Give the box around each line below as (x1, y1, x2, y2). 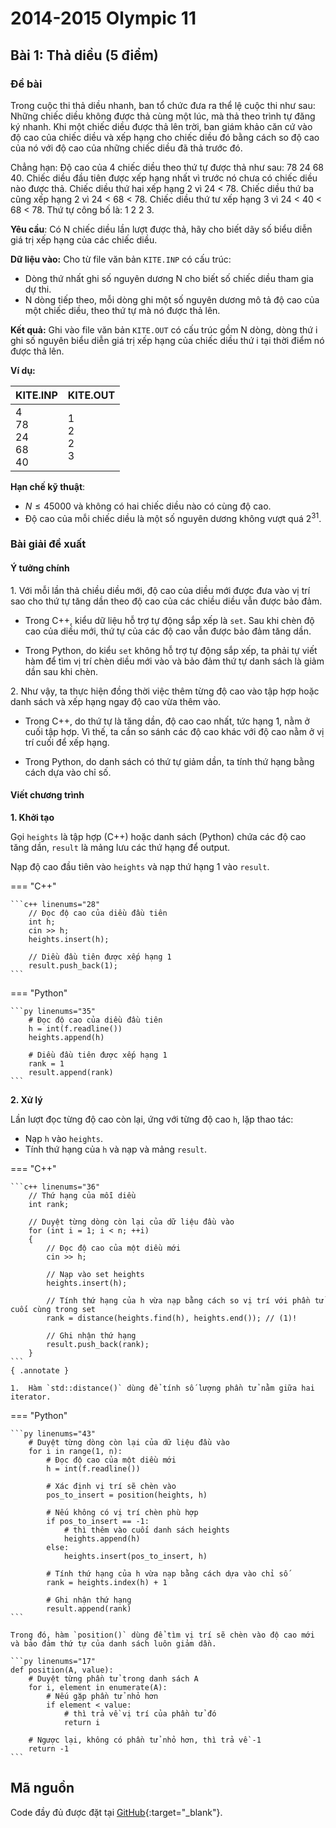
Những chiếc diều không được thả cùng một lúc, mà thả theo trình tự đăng (10, 110, 316, 122)
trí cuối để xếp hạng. (24, 736, 110, 748)
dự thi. (24, 283, 52, 295)
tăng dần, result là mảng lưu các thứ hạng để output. (10, 841, 230, 853)
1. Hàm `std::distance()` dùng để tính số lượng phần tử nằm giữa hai (10, 1383, 315, 1393)
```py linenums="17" (10, 1656, 97, 1666)
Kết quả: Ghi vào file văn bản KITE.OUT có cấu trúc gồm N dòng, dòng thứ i (10, 323, 318, 336)
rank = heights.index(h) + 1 (46, 1577, 168, 1587)
